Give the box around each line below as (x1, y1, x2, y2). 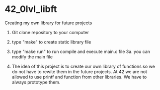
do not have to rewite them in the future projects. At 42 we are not (11, 68, 148, 75)
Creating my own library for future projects (4, 20, 92, 26)
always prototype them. (11, 79, 61, 85)
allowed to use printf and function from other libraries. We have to (11, 74, 147, 80)
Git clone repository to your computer (11, 29, 89, 35)
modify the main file (11, 53, 53, 60)
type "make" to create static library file (11, 39, 91, 45)
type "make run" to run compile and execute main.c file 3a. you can (11, 48, 150, 54)
